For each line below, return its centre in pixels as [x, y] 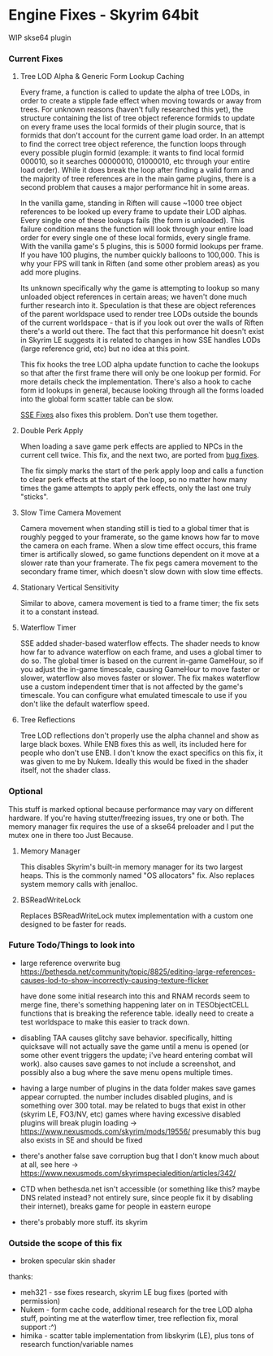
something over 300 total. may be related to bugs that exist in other [133, 1105]
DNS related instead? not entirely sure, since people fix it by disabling [136, 1197]
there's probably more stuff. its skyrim [84, 1222]
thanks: [21, 1277]
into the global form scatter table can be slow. [97, 399]
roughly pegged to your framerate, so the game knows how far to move [140, 537]
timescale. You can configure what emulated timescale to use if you [134, 696]
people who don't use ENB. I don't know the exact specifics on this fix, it [141, 753]
